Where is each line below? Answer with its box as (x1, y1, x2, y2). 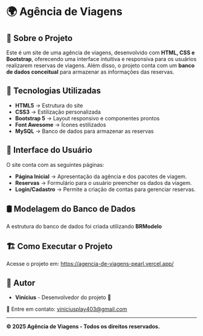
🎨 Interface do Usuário (6, 145, 92, 155)
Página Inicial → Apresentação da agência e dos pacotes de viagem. (14, 173, 187, 180)
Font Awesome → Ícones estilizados (14, 121, 106, 128)
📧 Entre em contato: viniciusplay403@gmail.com (6, 306, 127, 313)
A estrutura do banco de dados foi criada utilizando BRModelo (6, 223, 162, 230)
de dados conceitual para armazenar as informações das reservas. (6, 68, 175, 76)
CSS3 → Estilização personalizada (14, 108, 101, 115)
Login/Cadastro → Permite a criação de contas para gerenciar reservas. (14, 186, 196, 193)
